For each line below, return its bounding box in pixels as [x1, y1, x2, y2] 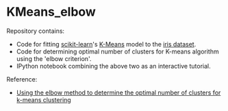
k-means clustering [16, 95, 71, 103]
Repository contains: [6, 27, 65, 35]
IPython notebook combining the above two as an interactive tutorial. [16, 62, 211, 70]
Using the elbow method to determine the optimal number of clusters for [16, 88, 221, 97]
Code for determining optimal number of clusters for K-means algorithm [16, 47, 220, 56]
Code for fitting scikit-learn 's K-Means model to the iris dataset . [16, 40, 197, 48]
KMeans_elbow [6, 4, 97, 20]
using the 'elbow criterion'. [16, 54, 92, 62]
